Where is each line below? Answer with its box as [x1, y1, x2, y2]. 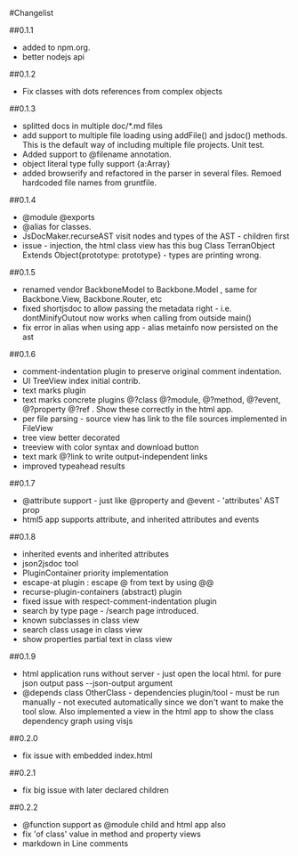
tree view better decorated [21, 432, 120, 443]
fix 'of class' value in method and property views [21, 828, 202, 839]
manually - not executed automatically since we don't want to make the [21, 697, 284, 707]
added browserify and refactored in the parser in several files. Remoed [21, 168, 282, 178]
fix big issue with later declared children [21, 785, 169, 795]
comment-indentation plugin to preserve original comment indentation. [21, 366, 282, 377]
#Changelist [9, 8, 54, 18]
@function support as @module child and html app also [21, 819, 227, 829]
